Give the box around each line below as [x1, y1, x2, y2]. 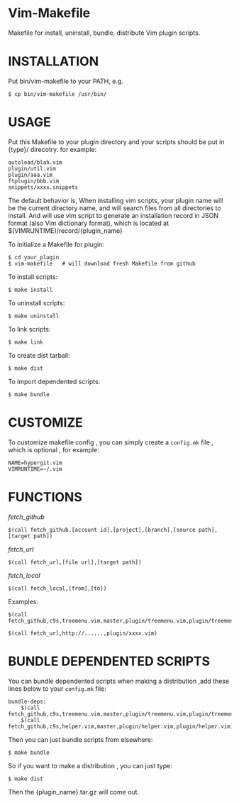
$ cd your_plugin [8, 253, 60, 261]
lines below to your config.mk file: [8, 684, 107, 693]
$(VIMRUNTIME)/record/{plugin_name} [8, 226, 123, 235]
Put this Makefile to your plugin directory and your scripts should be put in [8, 137, 225, 146]
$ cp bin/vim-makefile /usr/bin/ [8, 90, 107, 97]
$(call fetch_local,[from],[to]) [8, 584, 107, 592]
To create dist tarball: [8, 351, 70, 359]
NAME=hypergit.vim [8, 459, 62, 466]
